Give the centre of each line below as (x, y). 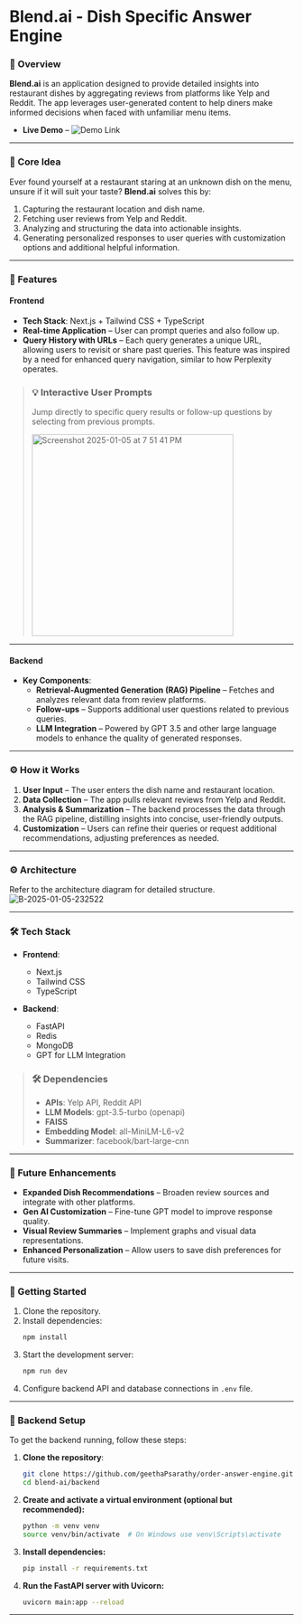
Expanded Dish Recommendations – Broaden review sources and (146, 1192)
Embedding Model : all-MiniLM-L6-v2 (115, 1131)
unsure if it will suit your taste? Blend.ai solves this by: (110, 191)
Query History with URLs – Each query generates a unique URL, (142, 340)
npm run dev (45, 1372)
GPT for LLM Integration (81, 1055)
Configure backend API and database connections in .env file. (138, 1388)
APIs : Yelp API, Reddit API (93, 1102)
